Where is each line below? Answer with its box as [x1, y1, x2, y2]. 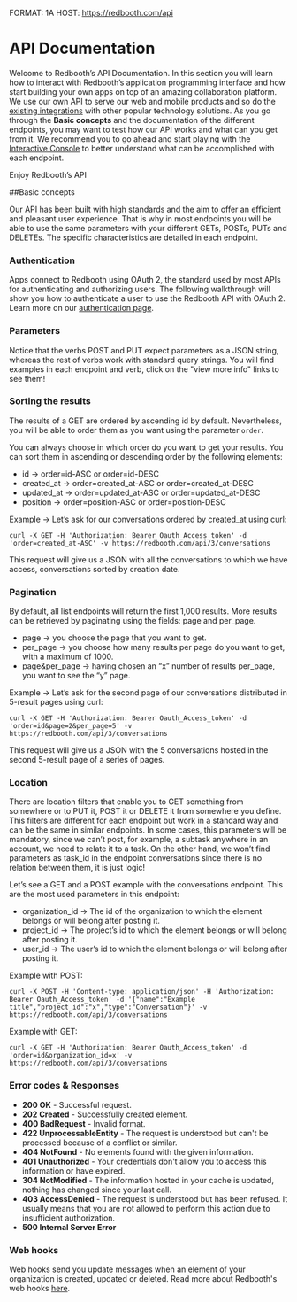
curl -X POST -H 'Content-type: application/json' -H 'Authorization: [9, 988, 275, 996]
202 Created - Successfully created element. [21, 1109, 188, 1120]
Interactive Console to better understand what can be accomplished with [9, 143, 275, 153]
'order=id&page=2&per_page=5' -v [9, 722, 133, 731]
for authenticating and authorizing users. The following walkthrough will [9, 283, 271, 295]
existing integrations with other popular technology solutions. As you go [9, 105, 271, 116]
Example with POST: [9, 970, 83, 981]
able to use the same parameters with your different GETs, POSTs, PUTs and [9, 222, 287, 233]
